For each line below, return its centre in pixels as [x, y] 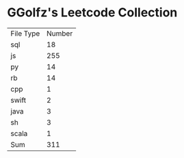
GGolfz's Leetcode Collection [92, 13]
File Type [25, 34]
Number [60, 34]
